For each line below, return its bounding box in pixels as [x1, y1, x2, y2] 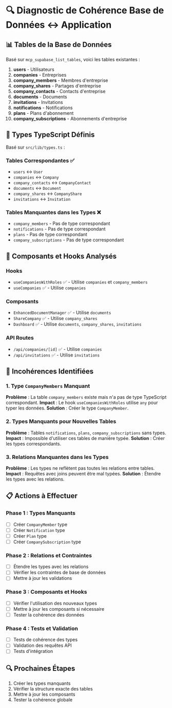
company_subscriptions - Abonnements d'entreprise [13, 116, 127, 121]
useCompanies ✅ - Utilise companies [13, 285, 86, 291]
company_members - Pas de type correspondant [13, 220, 110, 227]
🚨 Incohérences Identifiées [6, 367, 94, 376]
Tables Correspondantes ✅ [6, 157, 75, 164]
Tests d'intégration [13, 648, 53, 654]
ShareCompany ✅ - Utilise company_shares [13, 315, 98, 322]
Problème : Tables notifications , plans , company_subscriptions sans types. [6, 430, 166, 436]
